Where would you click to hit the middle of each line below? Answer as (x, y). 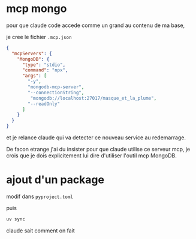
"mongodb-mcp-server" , (56, 87)
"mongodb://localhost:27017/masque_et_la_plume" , (94, 98)
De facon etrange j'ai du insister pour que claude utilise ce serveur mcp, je (98, 150)
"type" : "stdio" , (44, 65)
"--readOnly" (44, 104)
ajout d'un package (55, 180)
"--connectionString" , (56, 92)
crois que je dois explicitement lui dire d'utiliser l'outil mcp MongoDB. (91, 156)
